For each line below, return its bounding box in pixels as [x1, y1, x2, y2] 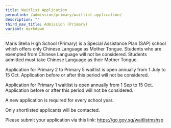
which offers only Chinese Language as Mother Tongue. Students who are [5, 46, 162, 52]
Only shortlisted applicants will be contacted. [5, 107, 101, 113]
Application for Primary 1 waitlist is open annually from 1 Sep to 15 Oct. [5, 82, 153, 88]
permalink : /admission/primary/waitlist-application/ [5, 12, 123, 17]
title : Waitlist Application [5, 7, 67, 13]
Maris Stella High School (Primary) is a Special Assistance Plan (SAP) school [5, 40, 166, 46]
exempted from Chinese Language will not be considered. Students [5, 52, 147, 58]
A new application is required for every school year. [5, 97, 114, 104]
